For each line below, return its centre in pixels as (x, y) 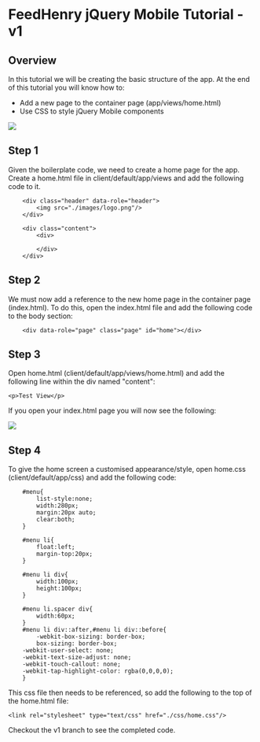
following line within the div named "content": (82, 382)
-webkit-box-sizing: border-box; (91, 637)
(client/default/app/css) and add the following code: (92, 477)
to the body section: (40, 316)
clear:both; (56, 520)
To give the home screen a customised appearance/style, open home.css (127, 469)
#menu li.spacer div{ (57, 609)
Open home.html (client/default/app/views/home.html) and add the (117, 373)
